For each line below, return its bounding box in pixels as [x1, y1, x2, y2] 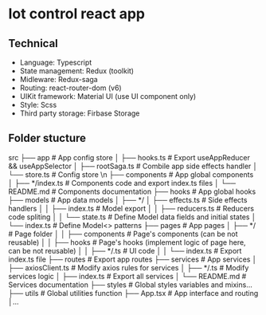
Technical [8, 37, 58, 50]
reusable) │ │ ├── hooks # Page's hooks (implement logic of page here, [8, 237, 246, 247]
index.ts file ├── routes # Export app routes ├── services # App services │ [8, 254, 257, 264]
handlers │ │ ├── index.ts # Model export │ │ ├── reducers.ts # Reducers [8, 203, 255, 213]
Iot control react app [8, 5, 146, 23]
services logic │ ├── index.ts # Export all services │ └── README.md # [8, 271, 247, 281]
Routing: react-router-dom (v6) [19, 83, 122, 93]
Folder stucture [8, 132, 86, 145]
